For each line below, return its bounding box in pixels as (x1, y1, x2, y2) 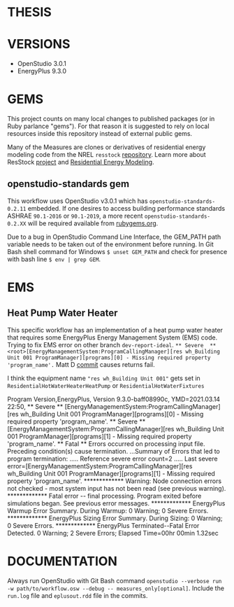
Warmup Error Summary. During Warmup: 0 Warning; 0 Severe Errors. (7, 506, 209, 515)
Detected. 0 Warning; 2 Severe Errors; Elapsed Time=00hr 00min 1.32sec (7, 529, 219, 537)
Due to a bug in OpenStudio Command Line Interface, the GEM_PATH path (7, 232, 221, 241)
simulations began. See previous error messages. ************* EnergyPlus (7, 498, 226, 508)
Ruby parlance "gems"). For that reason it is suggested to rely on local (7, 122, 210, 130)
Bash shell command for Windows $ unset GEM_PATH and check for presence (7, 247, 228, 256)
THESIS (7, 4, 52, 20)
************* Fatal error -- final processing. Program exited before (7, 491, 202, 500)
